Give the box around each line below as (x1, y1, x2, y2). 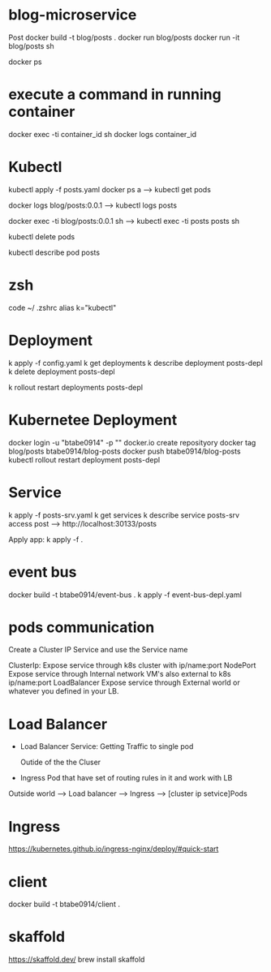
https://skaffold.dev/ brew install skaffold (8, 955, 145, 965)
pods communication (8, 618, 155, 636)
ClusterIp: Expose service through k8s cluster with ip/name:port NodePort (8, 660, 256, 670)
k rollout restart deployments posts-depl (8, 382, 144, 392)
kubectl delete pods (8, 231, 75, 241)
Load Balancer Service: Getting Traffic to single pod (19, 742, 194, 751)
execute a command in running (8, 85, 222, 104)
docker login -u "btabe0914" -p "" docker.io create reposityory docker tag (8, 437, 256, 447)
